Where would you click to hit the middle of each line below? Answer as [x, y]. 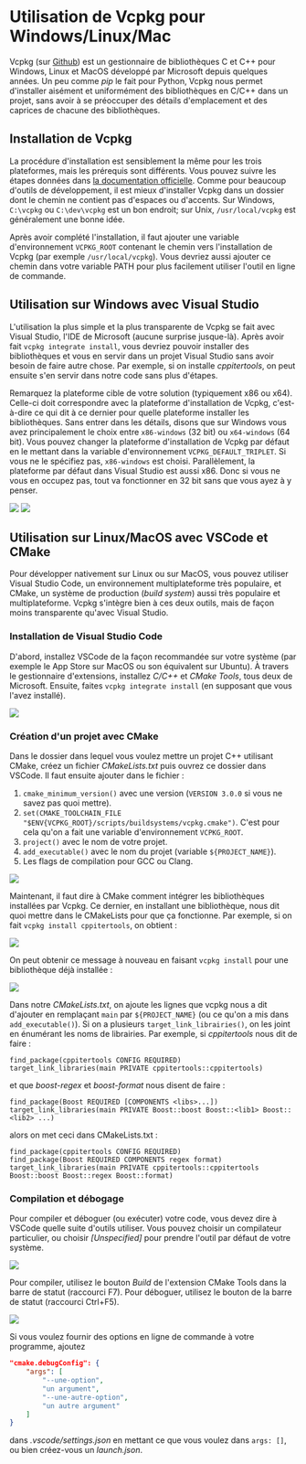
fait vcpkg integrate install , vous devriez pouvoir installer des [129, 346]
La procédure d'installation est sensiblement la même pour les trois [136, 161]
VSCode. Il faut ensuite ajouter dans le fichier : [97, 775]
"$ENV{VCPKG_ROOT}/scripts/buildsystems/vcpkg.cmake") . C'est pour [151, 822]
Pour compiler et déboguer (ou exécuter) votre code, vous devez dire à [143, 1219]
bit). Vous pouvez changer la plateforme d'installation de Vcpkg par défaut [149, 442]
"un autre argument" [81, 1405]
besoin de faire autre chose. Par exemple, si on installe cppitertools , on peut [153, 365]
